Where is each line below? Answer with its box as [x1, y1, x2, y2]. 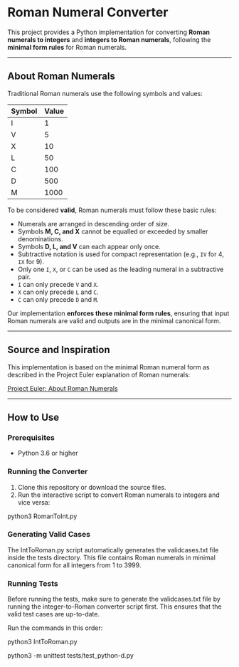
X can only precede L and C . [17, 288, 99, 296]
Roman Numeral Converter [7, 4, 169, 21]
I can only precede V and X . [17, 280, 99, 288]
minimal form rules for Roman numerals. [7, 43, 127, 51]
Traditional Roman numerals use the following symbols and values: [7, 89, 203, 98]
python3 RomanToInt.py [7, 512, 78, 520]
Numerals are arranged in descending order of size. [17, 219, 170, 228]
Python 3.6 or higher [17, 449, 78, 458]
